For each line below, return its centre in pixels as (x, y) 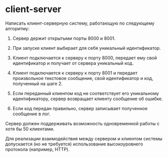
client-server (33, 9)
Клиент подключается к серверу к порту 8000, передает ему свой (85, 58)
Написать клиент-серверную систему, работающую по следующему (80, 23)
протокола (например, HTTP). (37, 149)
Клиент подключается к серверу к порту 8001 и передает (75, 73)
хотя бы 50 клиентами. (30, 129)
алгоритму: (17, 28)
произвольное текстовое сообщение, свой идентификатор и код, (83, 78)
